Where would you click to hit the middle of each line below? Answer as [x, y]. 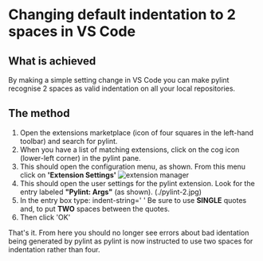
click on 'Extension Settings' [68, 175]
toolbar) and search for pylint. [69, 141]
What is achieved [52, 61]
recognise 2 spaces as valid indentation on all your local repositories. [122, 88]
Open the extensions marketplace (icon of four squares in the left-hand [136, 132]
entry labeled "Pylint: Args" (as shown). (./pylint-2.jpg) [110, 192]
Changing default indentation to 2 [122, 15]
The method [39, 113]
